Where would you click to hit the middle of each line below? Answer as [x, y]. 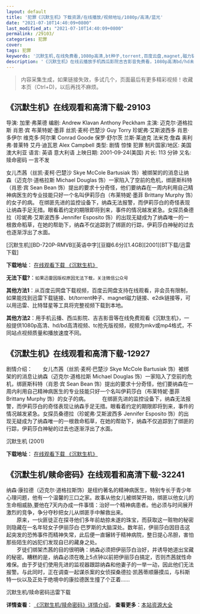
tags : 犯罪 [19, 51]
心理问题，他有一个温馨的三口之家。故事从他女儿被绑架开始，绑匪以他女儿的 [100, 497]
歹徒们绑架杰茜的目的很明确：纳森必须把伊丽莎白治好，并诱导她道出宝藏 [105, 550]
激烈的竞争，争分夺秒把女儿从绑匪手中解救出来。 [66, 512]
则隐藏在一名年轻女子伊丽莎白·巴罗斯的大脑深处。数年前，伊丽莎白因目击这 [98, 527]
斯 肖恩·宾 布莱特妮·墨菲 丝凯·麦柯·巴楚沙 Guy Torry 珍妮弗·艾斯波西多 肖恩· [98, 130]
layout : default [26, 12]
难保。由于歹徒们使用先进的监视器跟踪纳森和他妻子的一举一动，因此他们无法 [100, 565]
